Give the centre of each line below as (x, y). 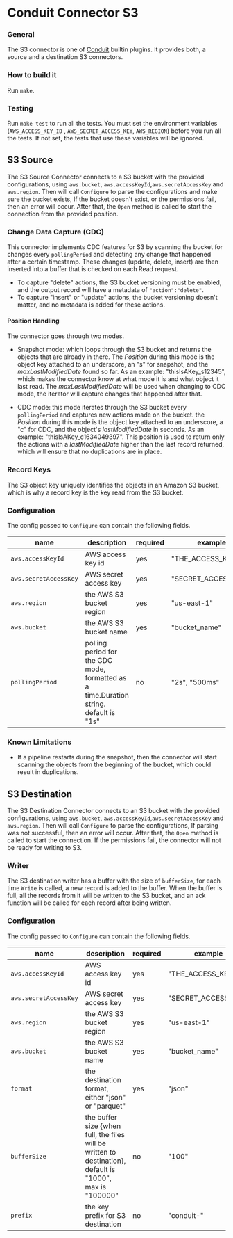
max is (95, 1187)
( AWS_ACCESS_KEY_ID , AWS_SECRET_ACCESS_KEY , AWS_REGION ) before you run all (114, 131)
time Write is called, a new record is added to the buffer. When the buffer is (115, 888)
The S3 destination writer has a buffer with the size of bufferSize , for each (114, 881)
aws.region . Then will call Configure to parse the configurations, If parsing (113, 826)
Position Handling (33, 321)
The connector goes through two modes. (66, 336)
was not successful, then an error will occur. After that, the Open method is (113, 833)
